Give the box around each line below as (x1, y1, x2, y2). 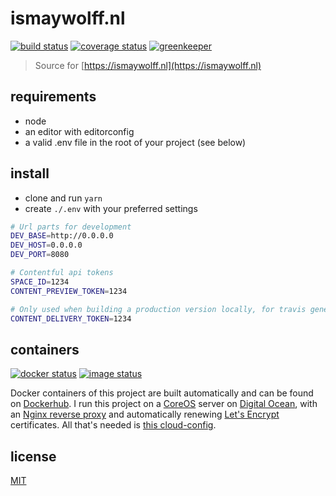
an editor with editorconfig (24, 125, 135, 137)
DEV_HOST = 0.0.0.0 (10, 240, 83, 251)
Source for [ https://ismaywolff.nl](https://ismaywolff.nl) (34, 59, 262, 71)
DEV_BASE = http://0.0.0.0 (10, 231, 114, 241)
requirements (10, 88, 97, 106)
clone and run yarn (24, 192, 103, 204)
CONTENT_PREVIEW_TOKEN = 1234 (10, 286, 128, 296)
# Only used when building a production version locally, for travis (10, 304, 307, 314)
